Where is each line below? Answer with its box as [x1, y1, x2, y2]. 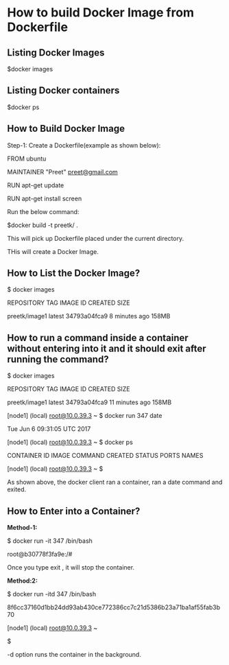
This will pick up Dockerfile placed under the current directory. [7, 234, 184, 242]
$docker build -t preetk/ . [7, 221, 79, 229]
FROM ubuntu [7, 154, 47, 163]
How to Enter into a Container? [7, 505, 141, 517]
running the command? [7, 353, 109, 365]
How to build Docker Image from [7, 5, 194, 21]
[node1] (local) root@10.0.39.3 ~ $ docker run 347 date [7, 412, 162, 420]
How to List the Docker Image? [7, 268, 141, 279]
